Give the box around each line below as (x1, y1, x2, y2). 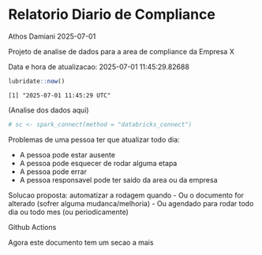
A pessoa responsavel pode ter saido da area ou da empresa (19, 175, 218, 184)
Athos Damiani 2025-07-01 (8, 31, 96, 41)
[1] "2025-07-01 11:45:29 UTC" (8, 91, 111, 99)
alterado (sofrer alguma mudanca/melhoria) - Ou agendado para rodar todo (8, 198, 254, 208)
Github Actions (8, 222, 57, 231)
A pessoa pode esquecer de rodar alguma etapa (19, 158, 178, 168)
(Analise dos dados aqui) (8, 105, 89, 115)
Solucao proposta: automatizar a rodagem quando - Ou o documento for (8, 190, 245, 200)
